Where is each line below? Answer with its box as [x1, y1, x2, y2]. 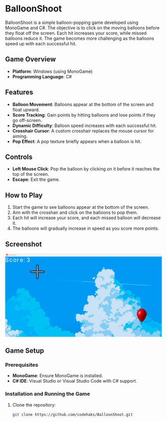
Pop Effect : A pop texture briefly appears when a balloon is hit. [12, 138, 142, 144]
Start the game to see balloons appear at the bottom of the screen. [12, 204, 150, 210]
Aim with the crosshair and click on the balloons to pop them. [12, 210, 138, 216]
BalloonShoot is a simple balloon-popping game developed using [5, 19, 139, 25]
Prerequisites [5, 362, 38, 369]
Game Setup [5, 347, 44, 355]
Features [5, 88, 33, 97]
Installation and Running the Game [5, 391, 90, 398]
